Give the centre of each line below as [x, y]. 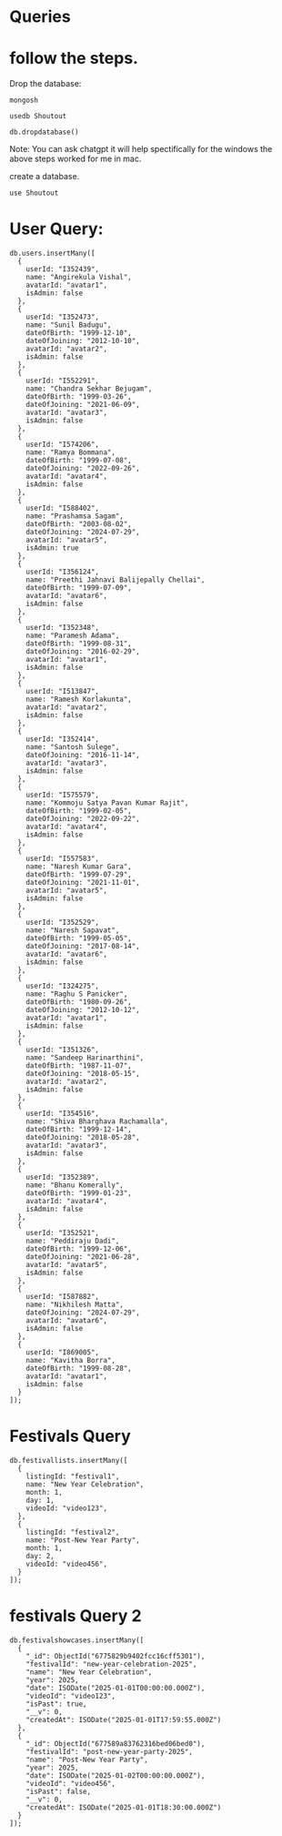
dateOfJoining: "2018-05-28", [83, 1138]
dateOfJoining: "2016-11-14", [83, 756]
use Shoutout [34, 193]
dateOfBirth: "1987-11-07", [79, 1066]
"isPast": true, [57, 1704]
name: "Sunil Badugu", [69, 325]
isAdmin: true [52, 548]
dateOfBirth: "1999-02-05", [79, 811]
